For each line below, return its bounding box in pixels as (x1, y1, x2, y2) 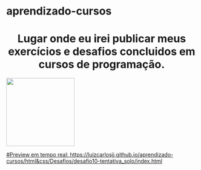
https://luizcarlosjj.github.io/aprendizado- (70, 151, 174, 159)
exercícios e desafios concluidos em (8, 45, 196, 59)
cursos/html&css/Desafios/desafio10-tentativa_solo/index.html (6, 157, 162, 165)
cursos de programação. (38, 57, 165, 71)
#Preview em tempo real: (6, 151, 69, 159)
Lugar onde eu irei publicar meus (17, 32, 186, 46)
